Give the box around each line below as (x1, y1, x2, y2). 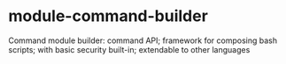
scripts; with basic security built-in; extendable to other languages (8, 44, 251, 54)
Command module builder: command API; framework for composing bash (8, 35, 278, 46)
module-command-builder (8, 6, 209, 26)
